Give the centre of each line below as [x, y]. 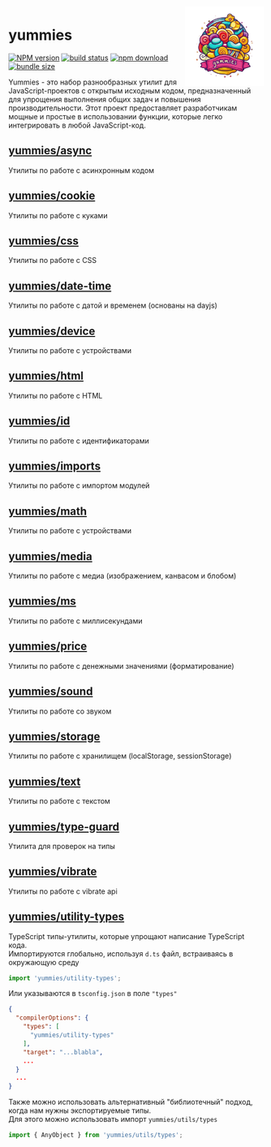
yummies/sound [51, 692]
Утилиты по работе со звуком [60, 711]
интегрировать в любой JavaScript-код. [77, 125]
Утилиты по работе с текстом [60, 801]
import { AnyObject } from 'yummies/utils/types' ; [96, 1135]
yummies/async [50, 151]
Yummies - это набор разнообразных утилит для [92, 82]
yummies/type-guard [64, 827]
